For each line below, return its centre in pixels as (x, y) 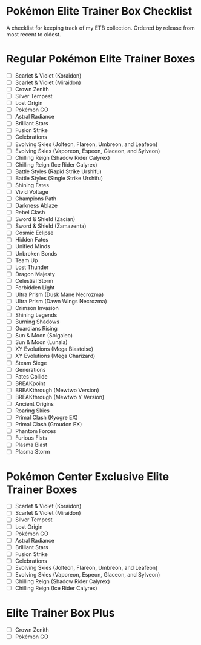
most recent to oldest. (34, 34)
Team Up (26, 260)
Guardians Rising (36, 329)
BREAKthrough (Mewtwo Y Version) (60, 397)
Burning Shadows (37, 322)
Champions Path (36, 199)
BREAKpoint (30, 383)
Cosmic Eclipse (34, 233)
